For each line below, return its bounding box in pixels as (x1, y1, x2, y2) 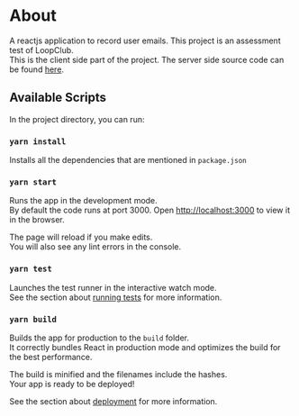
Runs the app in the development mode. (9, 195, 158, 206)
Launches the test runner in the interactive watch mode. (9, 282, 218, 293)
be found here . (9, 64, 65, 75)
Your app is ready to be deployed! (9, 378, 135, 389)
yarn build (9, 314, 57, 324)
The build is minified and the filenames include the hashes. (9, 368, 228, 379)
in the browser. (9, 214, 65, 225)
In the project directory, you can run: (9, 113, 145, 124)
